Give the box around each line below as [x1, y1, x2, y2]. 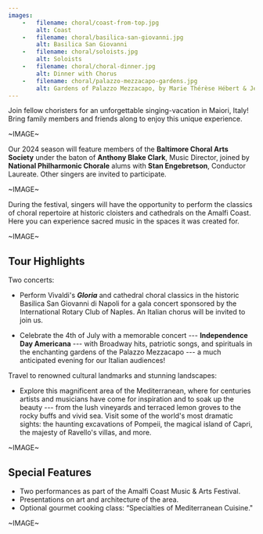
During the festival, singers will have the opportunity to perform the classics [8, 200, 253, 209]
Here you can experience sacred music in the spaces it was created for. [8, 216, 240, 226]
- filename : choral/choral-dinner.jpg [22, 63, 156, 71]
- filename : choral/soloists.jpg [22, 48, 139, 56]
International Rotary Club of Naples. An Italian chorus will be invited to [19, 307, 246, 317]
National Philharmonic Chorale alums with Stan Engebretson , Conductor [8, 162, 247, 171]
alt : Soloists [36, 56, 82, 64]
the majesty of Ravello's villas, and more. [19, 428, 152, 438]
